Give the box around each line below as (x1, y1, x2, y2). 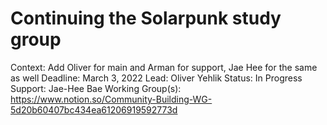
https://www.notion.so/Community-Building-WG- (10, 93, 213, 105)
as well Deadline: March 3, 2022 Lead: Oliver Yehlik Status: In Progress (10, 72, 303, 84)
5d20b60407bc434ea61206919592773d (10, 103, 178, 116)
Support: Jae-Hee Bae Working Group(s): (10, 82, 182, 94)
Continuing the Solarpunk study (10, 7, 282, 30)
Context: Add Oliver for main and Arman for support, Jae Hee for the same (10, 61, 318, 73)
